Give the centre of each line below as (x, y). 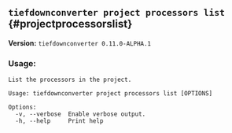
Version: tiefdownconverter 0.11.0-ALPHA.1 (80, 42)
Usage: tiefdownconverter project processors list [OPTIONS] (110, 94)
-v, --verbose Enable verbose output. (81, 114)
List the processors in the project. (70, 80)
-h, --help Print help (59, 121)
